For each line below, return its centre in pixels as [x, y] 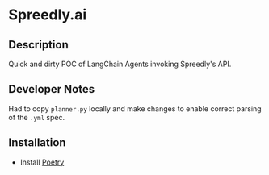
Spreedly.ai [48, 15]
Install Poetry [42, 162]
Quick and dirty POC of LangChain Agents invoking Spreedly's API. [120, 64]
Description [38, 45]
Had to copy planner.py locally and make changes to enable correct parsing [135, 108]
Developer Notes [52, 89]
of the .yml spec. [37, 117]
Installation [37, 143]
